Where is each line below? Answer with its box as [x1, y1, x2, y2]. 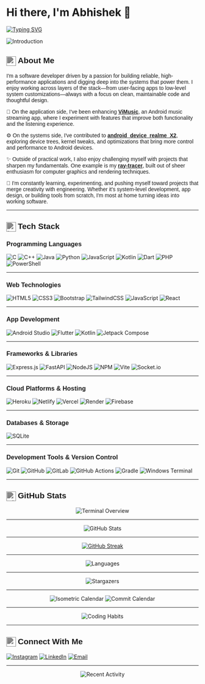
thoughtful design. [6, 97, 49, 103]
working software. [6, 198, 48, 205]
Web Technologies [6, 281, 62, 289]
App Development [6, 315, 60, 323]
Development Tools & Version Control [6, 454, 118, 461]
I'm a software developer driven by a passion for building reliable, [6, 72, 160, 79]
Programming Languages [6, 240, 82, 248]
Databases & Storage [6, 419, 69, 427]
